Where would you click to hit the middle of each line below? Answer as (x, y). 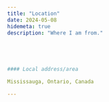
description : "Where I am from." (55, 33)
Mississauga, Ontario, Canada (51, 82)
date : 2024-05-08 (32, 20)
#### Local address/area (43, 70)
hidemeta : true (29, 26)
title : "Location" (33, 13)
